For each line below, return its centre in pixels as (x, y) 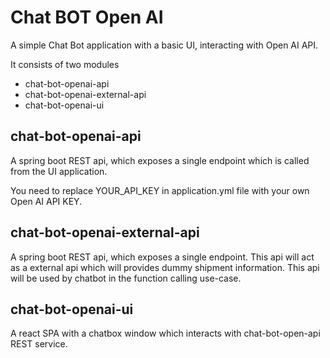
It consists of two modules (65, 64)
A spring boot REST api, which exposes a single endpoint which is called (160, 160)
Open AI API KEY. (46, 201)
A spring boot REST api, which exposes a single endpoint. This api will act (162, 257)
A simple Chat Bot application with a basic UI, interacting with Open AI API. (164, 45)
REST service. (39, 344)
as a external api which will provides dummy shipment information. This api (165, 267)
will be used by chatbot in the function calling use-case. (126, 278)
